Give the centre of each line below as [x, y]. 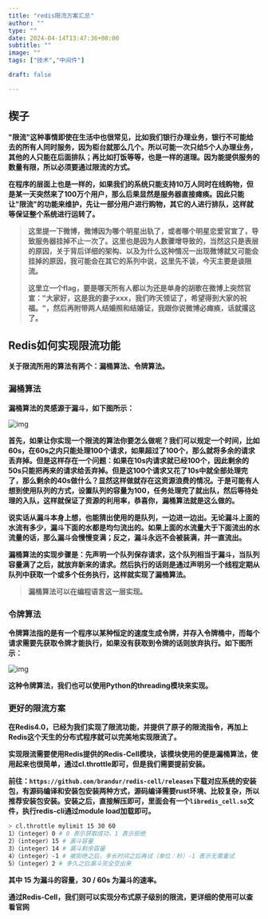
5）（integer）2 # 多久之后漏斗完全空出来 [70, 863]
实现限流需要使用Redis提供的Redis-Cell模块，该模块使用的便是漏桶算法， [130, 754]
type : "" [23, 30]
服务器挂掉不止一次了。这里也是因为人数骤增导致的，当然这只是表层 [147, 241]
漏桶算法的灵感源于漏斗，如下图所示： [71, 408]
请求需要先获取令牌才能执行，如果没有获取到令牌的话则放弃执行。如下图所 [130, 643]
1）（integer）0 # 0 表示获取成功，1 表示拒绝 [77, 834]
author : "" [26, 23]
